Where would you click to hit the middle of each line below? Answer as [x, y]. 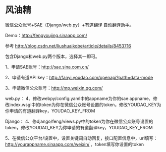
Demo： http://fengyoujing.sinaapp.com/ [46, 35]
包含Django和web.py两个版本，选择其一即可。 [53, 56]
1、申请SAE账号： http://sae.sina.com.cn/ [47, 67]
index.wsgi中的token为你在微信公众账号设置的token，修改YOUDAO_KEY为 [85, 104]
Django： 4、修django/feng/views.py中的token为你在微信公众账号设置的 [79, 121]
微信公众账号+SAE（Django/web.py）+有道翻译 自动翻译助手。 [70, 25]
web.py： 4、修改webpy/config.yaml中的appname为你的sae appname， [79, 98]
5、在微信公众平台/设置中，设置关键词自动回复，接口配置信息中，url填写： [82, 138]
